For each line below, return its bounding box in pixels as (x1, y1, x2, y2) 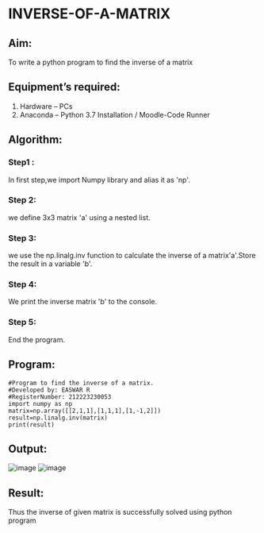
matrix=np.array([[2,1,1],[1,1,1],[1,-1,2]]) (8, 407, 161, 415)
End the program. (8, 334, 66, 344)
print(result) (8, 420, 55, 429)
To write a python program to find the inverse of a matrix (8, 57, 193, 67)
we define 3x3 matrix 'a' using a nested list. (8, 212, 151, 222)
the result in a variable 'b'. (8, 259, 93, 268)
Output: (8, 442, 48, 455)
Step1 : (8, 156, 35, 168)
